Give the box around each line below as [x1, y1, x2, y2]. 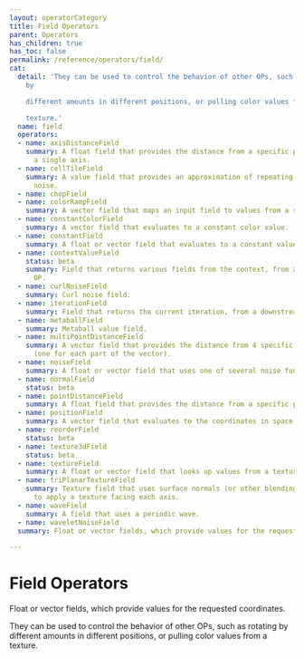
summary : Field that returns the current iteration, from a [25, 307, 257, 316]
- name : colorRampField [17, 198, 107, 207]
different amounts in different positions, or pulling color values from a [9, 631, 268, 642]
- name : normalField [17, 374, 95, 383]
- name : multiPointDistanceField [17, 333, 144, 342]
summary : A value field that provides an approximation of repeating [25, 172, 294, 181]
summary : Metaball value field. [25, 324, 147, 334]
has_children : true [9, 38, 83, 48]
